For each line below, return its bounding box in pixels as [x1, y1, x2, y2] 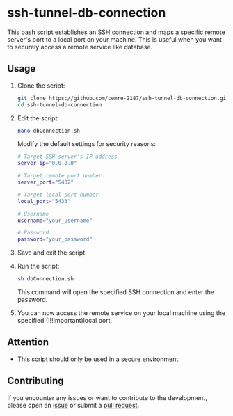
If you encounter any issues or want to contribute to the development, [7, 393, 207, 401]
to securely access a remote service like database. [7, 42, 153, 51]
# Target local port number [17, 191, 99, 198]
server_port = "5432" [17, 179, 74, 186]
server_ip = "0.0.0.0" [17, 160, 77, 167]
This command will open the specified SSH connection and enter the [17, 288, 214, 296]
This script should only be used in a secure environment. [17, 355, 181, 363]
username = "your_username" [17, 217, 93, 224]
